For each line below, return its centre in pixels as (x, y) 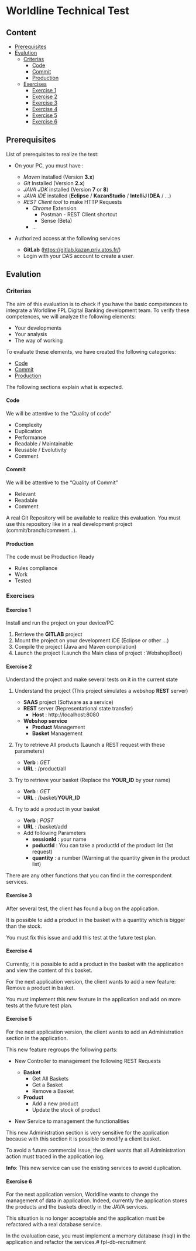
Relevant (25, 494)
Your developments (38, 328)
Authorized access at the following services (67, 238)
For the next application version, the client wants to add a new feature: (91, 981)
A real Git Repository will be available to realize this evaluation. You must (93, 518)
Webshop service (45, 721)
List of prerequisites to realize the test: (52, 154)
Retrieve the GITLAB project (49, 634)
